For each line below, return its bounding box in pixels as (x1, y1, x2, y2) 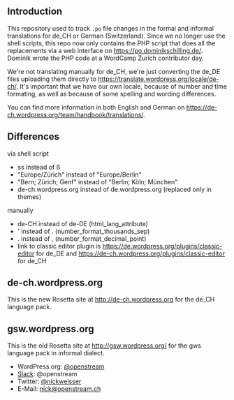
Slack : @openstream (17, 370, 78, 378)
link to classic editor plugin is (17, 242, 101, 250)
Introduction (7, 6, 63, 17)
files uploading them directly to (7, 75, 96, 83)
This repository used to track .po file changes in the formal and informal (7, 24, 214, 32)
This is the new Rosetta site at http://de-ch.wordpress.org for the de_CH (7, 295, 215, 304)
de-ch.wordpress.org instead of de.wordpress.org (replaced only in (17, 185, 212, 193)
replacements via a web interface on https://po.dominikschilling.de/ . (7, 46, 203, 54)
